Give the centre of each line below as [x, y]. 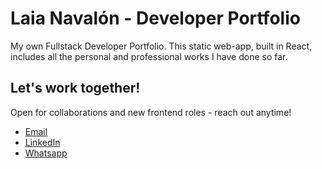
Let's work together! [75, 88]
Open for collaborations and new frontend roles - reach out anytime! [151, 112]
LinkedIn [42, 142]
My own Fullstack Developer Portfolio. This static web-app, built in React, [161, 46]
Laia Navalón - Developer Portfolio [155, 18]
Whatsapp [46, 153]
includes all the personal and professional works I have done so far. [149, 56]
